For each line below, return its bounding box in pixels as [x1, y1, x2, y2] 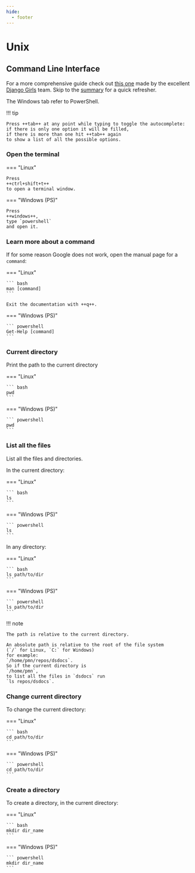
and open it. [6, 224, 39, 230]
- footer [11, 14, 33, 20]
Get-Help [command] [6, 329, 55, 335]
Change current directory [6, 692, 82, 700]
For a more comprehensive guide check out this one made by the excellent [6, 80, 190, 87]
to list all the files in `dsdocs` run [6, 673, 106, 679]
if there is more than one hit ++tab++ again [6, 131, 121, 138]
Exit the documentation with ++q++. [6, 301, 97, 308]
